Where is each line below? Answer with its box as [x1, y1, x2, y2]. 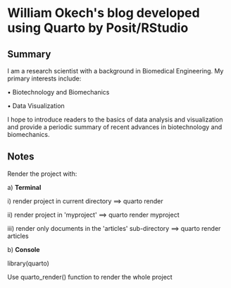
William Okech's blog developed [7, 5, 200, 21]
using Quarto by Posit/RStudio [7, 20, 189, 36]
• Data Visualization [7, 102, 65, 110]
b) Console [7, 245, 40, 253]
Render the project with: [7, 169, 77, 178]
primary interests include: [7, 74, 82, 83]
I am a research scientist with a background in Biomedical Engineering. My [7, 67, 224, 75]
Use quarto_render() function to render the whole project [7, 272, 173, 281]
